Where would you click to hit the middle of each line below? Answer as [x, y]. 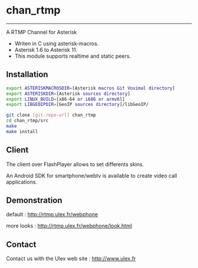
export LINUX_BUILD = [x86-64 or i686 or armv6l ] [66, 99]
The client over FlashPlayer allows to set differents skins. [75, 164]
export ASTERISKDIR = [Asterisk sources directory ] [68, 94]
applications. [22, 182]
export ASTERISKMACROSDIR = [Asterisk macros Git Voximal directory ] [91, 88]
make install [22, 131]
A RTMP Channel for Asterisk [42, 32]
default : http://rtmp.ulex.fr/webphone [52, 214]
